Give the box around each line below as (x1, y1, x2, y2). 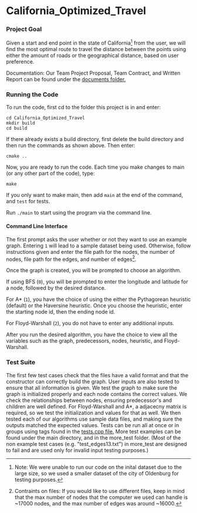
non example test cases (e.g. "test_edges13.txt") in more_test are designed (6, 440, 188, 447)
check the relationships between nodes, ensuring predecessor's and (6, 397, 172, 404)
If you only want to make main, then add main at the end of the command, (6, 192, 184, 199)
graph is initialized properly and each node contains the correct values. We (6, 390, 188, 397)
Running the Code (6, 90, 59, 99)
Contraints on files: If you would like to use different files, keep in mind (14, 487, 185, 494)
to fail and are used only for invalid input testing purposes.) (6, 447, 149, 454)
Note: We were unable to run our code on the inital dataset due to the (14, 463, 182, 471)
